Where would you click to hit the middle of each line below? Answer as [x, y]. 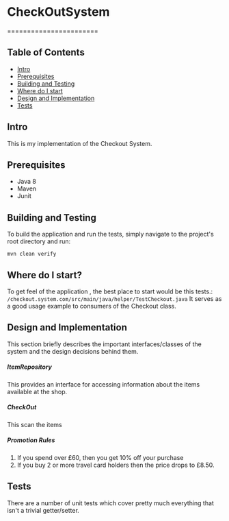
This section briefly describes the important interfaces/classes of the [104, 344]
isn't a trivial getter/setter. [43, 510]
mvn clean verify [32, 254]
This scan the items [35, 424]
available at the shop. [37, 391]
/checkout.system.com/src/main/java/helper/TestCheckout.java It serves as [114, 299]
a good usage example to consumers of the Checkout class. [92, 306]
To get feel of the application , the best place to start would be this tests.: [110, 291]
